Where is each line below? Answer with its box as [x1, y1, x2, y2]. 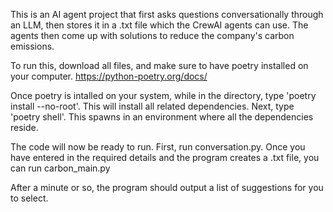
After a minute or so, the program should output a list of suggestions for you [10, 182, 324, 193]
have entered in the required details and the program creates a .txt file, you [10, 152, 320, 163]
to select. [10, 192, 49, 204]
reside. [10, 122, 39, 133]
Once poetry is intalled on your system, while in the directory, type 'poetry [10, 90, 317, 101]
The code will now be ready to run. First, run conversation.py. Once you [10, 141, 306, 153]
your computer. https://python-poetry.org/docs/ [10, 70, 208, 82]
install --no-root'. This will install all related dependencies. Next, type [10, 100, 295, 112]
